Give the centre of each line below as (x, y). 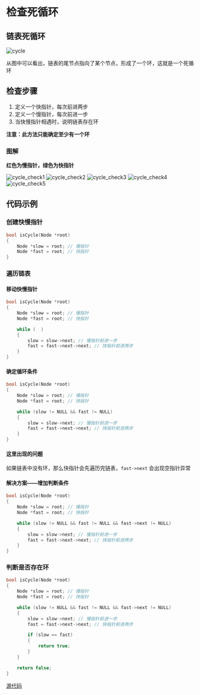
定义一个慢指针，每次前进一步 (51, 114)
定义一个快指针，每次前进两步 (51, 106)
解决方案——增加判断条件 (37, 483)
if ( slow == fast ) (50, 635)
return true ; (54, 646)
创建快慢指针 (25, 223)
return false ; (34, 668)
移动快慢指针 (22, 289)
